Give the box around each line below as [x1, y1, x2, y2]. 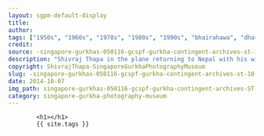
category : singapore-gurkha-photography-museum [8, 92, 167, 100]
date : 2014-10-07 [8, 77, 65, 85]
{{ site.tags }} [36, 120, 90, 128]
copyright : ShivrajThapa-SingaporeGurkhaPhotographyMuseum [8, 63, 206, 71]
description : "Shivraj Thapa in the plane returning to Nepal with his [8, 56, 247, 64]
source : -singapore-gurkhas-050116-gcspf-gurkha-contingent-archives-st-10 [8, 48, 262, 56]
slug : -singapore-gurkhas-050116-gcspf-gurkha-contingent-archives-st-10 [8, 70, 255, 78]
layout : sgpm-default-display [8, 11, 108, 20]
